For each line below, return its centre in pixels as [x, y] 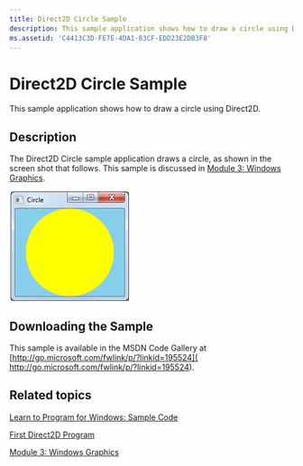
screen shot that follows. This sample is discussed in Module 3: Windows [145, 169]
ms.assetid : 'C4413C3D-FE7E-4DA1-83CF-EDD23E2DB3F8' [110, 38]
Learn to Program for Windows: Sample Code [94, 417]
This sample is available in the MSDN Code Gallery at [108, 348]
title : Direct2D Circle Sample [68, 19]
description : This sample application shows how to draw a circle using [149, 28]
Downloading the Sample [81, 326]
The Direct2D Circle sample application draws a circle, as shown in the [141, 159]
